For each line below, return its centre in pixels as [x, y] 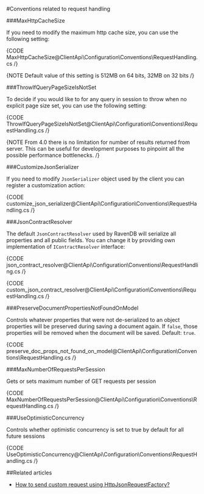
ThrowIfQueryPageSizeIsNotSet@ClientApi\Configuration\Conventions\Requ [102, 124]
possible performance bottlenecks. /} [53, 155]
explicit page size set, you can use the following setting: [77, 106]
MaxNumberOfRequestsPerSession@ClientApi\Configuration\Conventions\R [102, 399]
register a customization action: [46, 185]
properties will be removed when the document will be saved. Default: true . [101, 333]
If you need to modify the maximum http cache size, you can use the [92, 32]
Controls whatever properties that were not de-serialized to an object [93, 320]
